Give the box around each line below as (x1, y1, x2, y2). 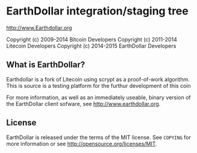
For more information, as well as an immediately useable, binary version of (6, 93, 191, 101)
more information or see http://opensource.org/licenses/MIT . (6, 140, 158, 147)
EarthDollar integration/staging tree (6, 4, 189, 18)
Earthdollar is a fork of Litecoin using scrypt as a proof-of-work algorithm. (6, 75, 190, 83)
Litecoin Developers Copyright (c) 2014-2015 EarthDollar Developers (6, 42, 177, 49)
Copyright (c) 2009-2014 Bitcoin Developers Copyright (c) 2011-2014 (6, 36, 178, 43)
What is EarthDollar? (6, 60, 86, 70)
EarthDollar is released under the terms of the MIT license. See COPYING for (6, 134, 191, 141)
